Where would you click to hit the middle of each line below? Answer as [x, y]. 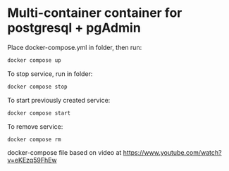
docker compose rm [34, 139]
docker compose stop [38, 87]
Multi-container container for [95, 13]
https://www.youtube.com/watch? [172, 153]
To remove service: [35, 126]
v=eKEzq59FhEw [32, 160]
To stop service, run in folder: [50, 74]
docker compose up [34, 60]
